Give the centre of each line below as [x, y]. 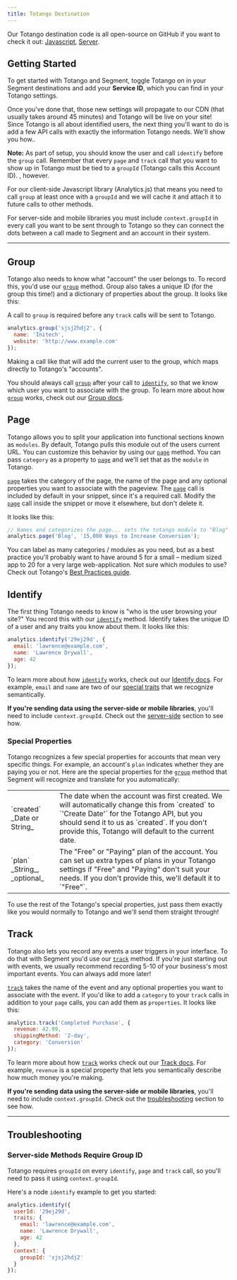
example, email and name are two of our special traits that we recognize [110, 687]
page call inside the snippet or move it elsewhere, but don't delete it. [106, 503]
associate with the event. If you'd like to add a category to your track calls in [118, 994]
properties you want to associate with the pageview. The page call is [106, 488]
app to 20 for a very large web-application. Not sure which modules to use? [117, 565]
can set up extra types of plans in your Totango [138, 860]
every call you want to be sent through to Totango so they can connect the [116, 225]
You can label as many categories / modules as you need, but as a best [111, 550]
